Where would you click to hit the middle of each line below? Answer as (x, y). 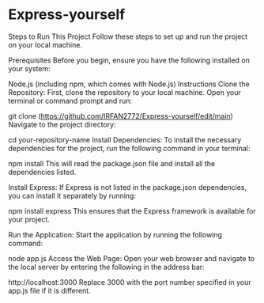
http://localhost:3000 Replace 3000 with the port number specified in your (130, 282)
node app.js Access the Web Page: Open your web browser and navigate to (132, 258)
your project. (29, 219)
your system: (30, 68)
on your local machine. (45, 44)
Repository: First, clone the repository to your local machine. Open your (124, 92)
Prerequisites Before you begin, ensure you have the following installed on (129, 60)
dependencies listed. (42, 172)
